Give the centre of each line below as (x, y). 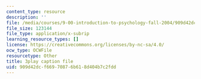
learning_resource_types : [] (42, 39)
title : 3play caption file (40, 61)
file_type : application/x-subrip (48, 34)
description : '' (26, 17)
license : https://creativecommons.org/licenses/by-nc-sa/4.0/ (85, 45)
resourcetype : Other (32, 56)
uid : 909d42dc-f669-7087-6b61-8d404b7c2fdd (61, 67)
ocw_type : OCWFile (29, 50)
